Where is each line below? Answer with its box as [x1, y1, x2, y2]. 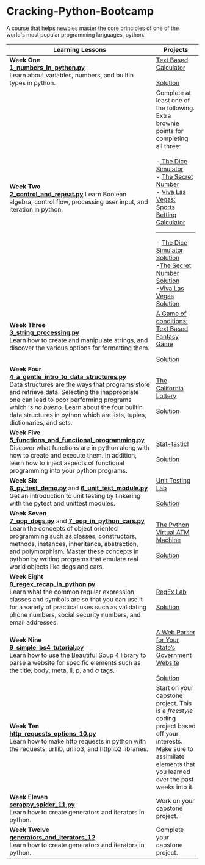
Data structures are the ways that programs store [9, 380, 151, 389]
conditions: [156, 317, 188, 325]
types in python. [9, 78, 56, 87]
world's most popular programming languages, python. [6, 31, 145, 38]
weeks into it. [156, 783, 194, 791]
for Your [156, 636, 179, 644]
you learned [156, 767, 190, 776]
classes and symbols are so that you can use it [9, 595, 143, 603]
